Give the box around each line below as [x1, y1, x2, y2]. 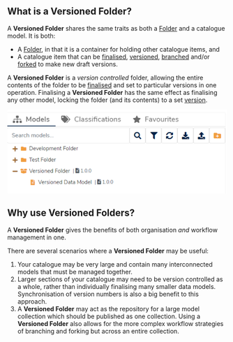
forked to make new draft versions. [17, 59, 119, 68]
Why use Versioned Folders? [7, 207, 135, 219]
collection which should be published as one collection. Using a [17, 312, 201, 320]
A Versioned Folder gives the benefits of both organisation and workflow [7, 225, 218, 234]
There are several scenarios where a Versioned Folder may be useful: [7, 246, 209, 255]
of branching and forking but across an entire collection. [17, 327, 179, 335]
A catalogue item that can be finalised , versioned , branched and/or [17, 52, 211, 61]
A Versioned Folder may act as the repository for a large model [17, 304, 200, 313]
